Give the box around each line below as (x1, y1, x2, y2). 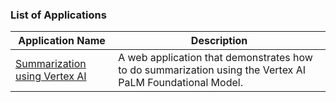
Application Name (18, 34, 106, 48)
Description (190, 34, 248, 48)
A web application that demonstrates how (118, 51, 313, 65)
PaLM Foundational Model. (118, 76, 243, 90)
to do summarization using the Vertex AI (118, 63, 306, 77)
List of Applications (10, 8, 107, 22)
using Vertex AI (15, 69, 87, 83)
